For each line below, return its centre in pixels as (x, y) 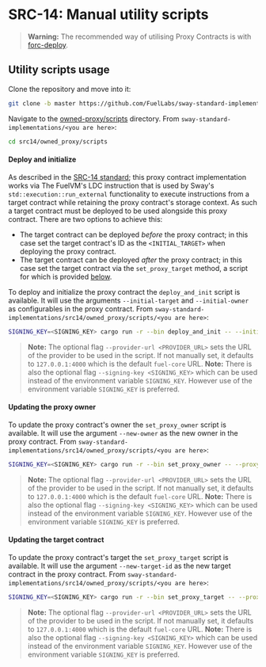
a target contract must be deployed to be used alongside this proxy (118, 211)
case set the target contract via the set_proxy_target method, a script (133, 268)
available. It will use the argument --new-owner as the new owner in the (123, 433)
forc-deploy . (48, 44)
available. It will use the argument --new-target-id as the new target (120, 566)
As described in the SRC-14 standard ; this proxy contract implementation (127, 177)
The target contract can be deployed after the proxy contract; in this (131, 260)
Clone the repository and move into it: (70, 89)
